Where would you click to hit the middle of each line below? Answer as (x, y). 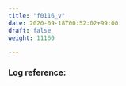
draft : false (30, 30)
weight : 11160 (32, 38)
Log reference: (37, 72)
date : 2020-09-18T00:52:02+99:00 (63, 23)
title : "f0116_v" (37, 16)
